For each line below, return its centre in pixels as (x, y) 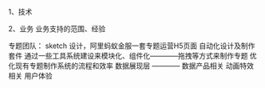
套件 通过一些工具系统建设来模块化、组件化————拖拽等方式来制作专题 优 (132, 56)
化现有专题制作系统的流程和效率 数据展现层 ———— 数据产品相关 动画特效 (131, 66)
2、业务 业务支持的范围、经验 (57, 29)
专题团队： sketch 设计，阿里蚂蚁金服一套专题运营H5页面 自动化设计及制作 (132, 46)
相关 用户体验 (30, 76)
